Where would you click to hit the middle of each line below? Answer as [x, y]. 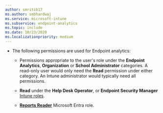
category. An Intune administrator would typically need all [78, 76]
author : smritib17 [24, 10]
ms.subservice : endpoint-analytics [41, 23]
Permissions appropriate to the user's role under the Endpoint [82, 60]
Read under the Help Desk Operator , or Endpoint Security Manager [89, 90]
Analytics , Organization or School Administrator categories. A [83, 65]
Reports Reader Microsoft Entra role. [57, 105]
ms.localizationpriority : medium [39, 37]
